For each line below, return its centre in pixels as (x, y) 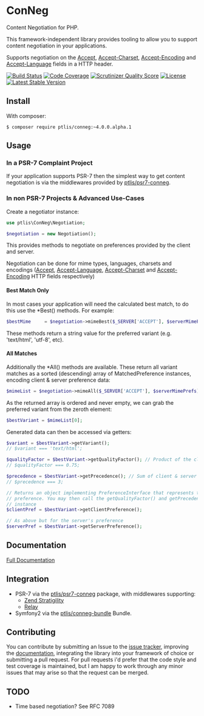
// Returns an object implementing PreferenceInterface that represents (100, 493)
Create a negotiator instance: (43, 212)
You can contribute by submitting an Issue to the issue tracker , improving (98, 647)
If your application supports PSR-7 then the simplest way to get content (96, 176)
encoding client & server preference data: (58, 380)
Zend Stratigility (44, 600)
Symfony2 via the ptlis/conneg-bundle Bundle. (73, 613)
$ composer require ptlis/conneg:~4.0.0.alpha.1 (69, 127)
